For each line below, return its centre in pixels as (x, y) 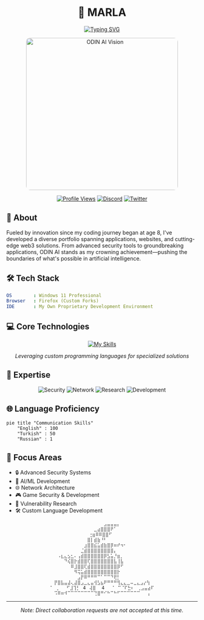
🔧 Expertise (29, 375)
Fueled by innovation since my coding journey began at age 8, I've (89, 232)
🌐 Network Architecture (45, 488)
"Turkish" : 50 (36, 434)
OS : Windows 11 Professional (54, 295)
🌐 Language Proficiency (53, 409)
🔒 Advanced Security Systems (53, 473)
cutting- (185, 239)
